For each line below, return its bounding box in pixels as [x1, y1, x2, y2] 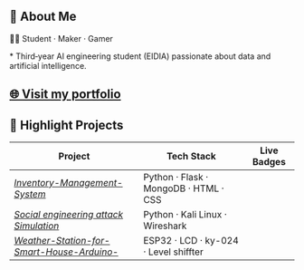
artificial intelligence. [9, 60, 88, 71]
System [14, 188, 46, 200]
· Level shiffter [143, 246, 204, 258]
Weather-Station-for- [14, 235, 110, 247]
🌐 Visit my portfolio [9, 87, 121, 102]
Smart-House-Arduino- [14, 246, 119, 258]
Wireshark [143, 219, 187, 232]
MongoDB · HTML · [143, 182, 224, 195]
